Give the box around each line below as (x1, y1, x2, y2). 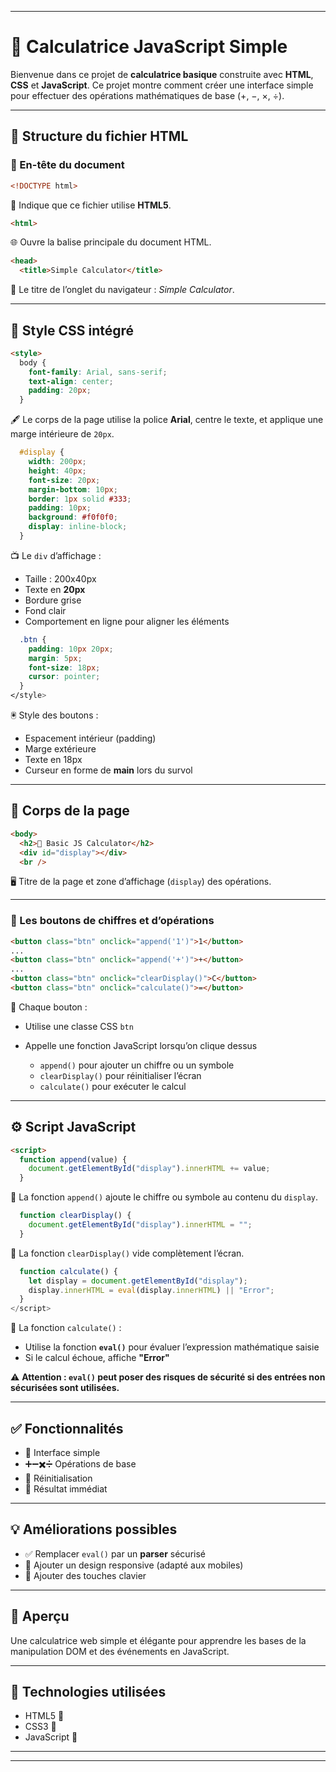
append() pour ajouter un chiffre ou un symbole (39, 1059, 235, 1071)
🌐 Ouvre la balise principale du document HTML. (10, 236, 212, 248)
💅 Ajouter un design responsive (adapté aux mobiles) (24, 1559, 244, 1571)
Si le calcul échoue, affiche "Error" (24, 1352, 170, 1364)
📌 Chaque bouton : (10, 1001, 88, 1013)
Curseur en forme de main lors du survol (24, 764, 193, 776)
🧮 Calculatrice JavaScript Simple (10, 36, 288, 58)
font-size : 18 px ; (28, 662, 101, 673)
